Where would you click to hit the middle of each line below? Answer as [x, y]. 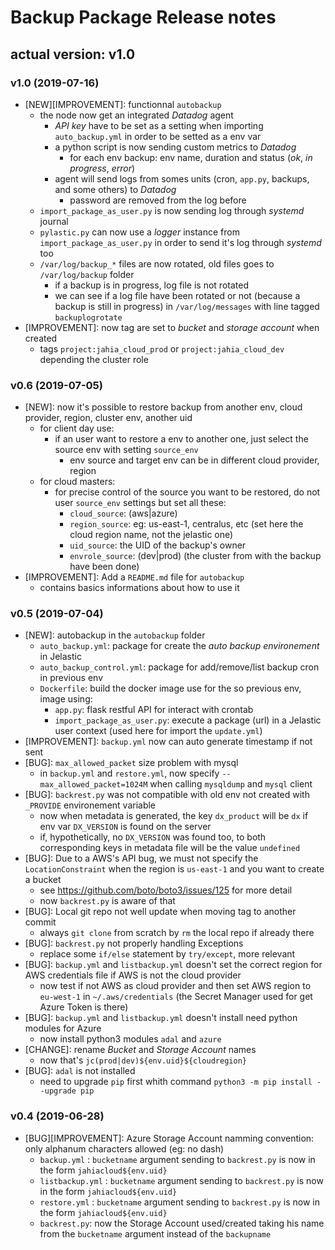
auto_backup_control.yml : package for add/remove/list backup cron [179, 667]
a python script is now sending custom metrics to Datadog [175, 147]
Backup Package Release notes [143, 17]
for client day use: [77, 428]
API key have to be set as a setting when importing [159, 125]
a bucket [43, 880]
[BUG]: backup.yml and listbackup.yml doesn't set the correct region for [173, 965]
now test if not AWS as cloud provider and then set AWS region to [175, 986]
